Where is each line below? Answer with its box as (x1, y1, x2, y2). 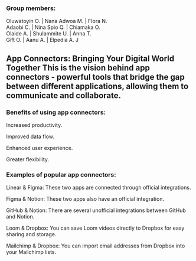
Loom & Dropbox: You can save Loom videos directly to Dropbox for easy (6, 224, 185, 231)
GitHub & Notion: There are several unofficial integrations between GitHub (6, 207, 186, 214)
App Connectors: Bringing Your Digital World (6, 53, 175, 63)
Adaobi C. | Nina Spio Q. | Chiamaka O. (6, 24, 100, 31)
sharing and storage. (6, 231, 57, 238)
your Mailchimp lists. (6, 249, 57, 256)
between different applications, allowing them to (6, 81, 189, 91)
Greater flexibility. (6, 155, 49, 163)
